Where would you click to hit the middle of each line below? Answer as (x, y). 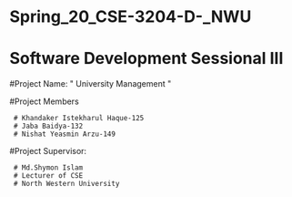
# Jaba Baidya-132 (48, 126)
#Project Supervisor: (48, 151)
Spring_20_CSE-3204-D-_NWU (131, 17)
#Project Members (44, 101)
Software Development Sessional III (146, 59)
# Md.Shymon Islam (48, 168)
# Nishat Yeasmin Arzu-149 (65, 134)
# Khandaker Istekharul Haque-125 (79, 119)
